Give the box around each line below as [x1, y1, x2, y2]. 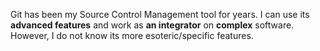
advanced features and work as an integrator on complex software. [10, 19, 295, 31]
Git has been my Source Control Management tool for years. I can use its [10, 9, 310, 20]
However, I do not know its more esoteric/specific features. [10, 30, 254, 41]
